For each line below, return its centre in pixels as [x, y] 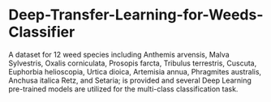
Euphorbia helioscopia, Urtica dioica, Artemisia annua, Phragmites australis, [135, 71]
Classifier [42, 32]
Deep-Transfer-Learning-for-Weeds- [136, 15]
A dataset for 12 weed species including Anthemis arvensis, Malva [119, 54]
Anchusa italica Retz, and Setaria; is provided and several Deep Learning [130, 80]
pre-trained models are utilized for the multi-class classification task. [123, 89]
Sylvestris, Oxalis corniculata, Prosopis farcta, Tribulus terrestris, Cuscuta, [133, 63]
